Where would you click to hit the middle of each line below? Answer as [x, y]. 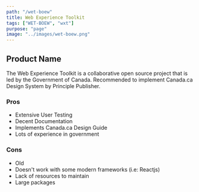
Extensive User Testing [43, 115]
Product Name [34, 59]
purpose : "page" [27, 29]
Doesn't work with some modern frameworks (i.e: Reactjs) [87, 169]
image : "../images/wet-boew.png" [48, 34]
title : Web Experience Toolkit [46, 18]
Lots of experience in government [57, 134]
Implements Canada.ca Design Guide [61, 128]
